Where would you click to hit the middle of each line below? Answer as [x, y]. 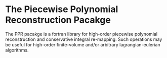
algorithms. [17, 50]
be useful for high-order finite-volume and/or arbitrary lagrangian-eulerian [83, 44]
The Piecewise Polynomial [62, 9]
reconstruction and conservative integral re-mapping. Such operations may [84, 39]
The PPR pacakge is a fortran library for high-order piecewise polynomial [81, 34]
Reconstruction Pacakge [58, 20]
